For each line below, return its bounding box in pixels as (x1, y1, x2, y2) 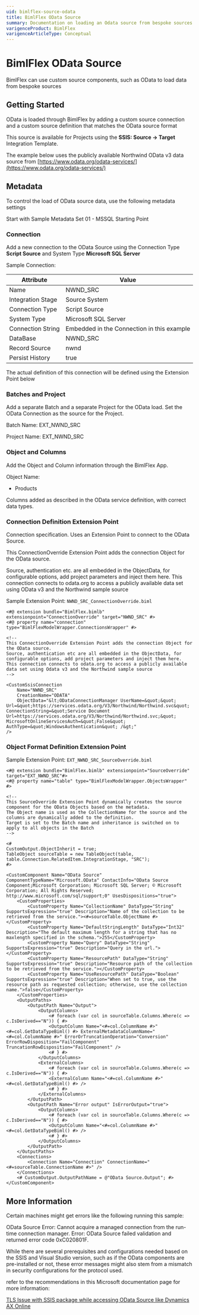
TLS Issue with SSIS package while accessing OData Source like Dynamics (6, 1296, 189, 1303)
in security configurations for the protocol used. (6, 1267, 124, 1274)
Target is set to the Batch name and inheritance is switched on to (6, 820, 179, 826)
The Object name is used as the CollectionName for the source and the (6, 809, 187, 816)
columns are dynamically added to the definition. (6, 815, 134, 821)
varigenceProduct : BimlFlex (6, 25, 76, 32)
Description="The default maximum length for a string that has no (6, 930, 177, 936)
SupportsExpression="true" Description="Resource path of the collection (6, 961, 193, 967)
